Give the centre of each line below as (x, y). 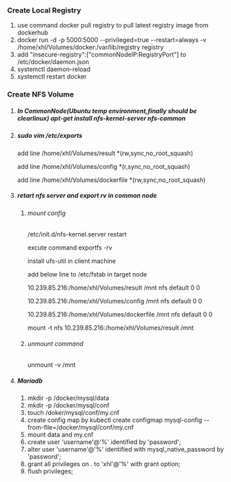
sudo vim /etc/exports (50, 136)
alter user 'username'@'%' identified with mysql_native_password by (125, 450)
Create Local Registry (44, 10)
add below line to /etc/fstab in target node (87, 274)
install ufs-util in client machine (71, 261)
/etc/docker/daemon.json (53, 62)
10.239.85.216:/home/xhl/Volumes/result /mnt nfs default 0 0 (114, 288)
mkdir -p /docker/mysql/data (68, 398)
